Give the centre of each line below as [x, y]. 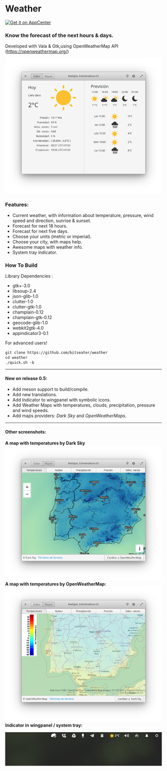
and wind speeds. [31, 411]
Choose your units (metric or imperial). [52, 236]
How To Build [21, 265]
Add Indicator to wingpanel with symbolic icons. [61, 400]
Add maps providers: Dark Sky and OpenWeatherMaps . [69, 416]
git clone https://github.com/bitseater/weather [56, 353]
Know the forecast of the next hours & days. [59, 35]
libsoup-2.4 [24, 291]
